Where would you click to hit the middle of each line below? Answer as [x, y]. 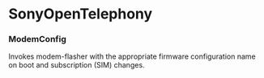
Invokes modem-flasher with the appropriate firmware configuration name [132, 56]
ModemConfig [37, 39]
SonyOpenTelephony [81, 14]
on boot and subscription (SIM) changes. [77, 65]
